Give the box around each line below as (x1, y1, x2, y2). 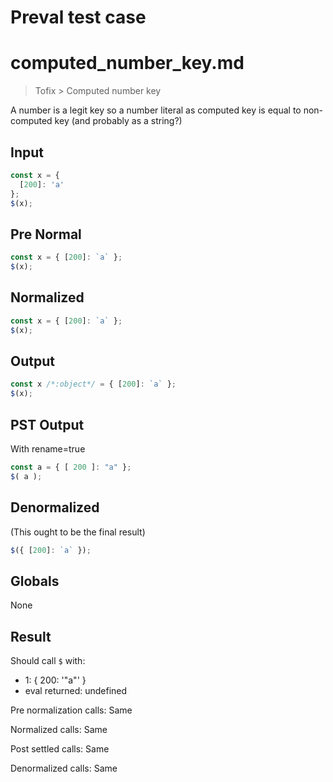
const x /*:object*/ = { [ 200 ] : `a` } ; (10, 379, 177, 390)
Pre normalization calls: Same (10, 704, 133, 716)
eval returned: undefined (24, 685, 128, 696)
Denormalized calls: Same (10, 762, 118, 774)
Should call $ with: (10, 655, 86, 666)
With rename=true (10, 442, 86, 455)
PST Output (10, 416, 85, 433)
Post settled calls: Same (10, 743, 110, 755)
